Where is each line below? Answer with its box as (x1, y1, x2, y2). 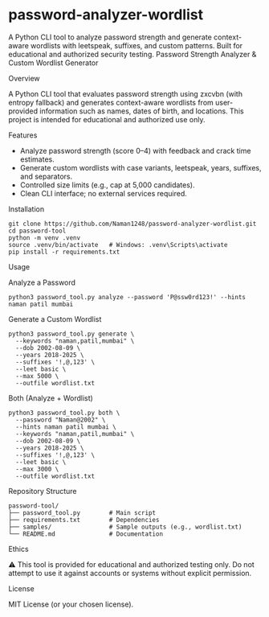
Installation (8, 204, 45, 214)
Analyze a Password (8, 278, 76, 287)
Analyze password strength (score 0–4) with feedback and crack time (19, 146, 251, 155)
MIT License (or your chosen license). (8, 599, 134, 609)
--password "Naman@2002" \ (15, 416, 106, 424)
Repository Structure (8, 486, 78, 496)
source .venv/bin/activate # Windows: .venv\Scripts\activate (8, 241, 228, 249)
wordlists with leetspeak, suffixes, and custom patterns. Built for (31, 40, 243, 50)
